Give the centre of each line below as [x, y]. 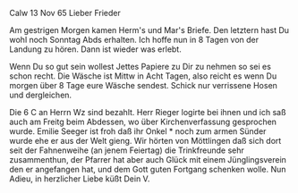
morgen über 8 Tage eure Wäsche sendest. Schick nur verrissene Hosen [143, 85]
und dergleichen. [41, 95]
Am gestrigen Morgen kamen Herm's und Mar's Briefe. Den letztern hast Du [149, 30]
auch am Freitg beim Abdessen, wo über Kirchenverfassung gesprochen [143, 122]
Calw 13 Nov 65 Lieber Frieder [65, 13]
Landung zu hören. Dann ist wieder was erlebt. [95, 49]
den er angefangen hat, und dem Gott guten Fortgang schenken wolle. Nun [148, 169]
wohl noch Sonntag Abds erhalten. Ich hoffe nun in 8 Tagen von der [134, 40]
